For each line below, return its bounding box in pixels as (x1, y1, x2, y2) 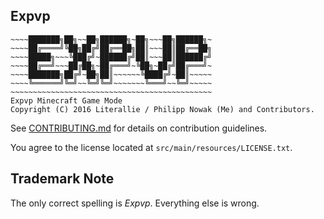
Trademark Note (10, 170, 115, 188)
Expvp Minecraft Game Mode (10, 95, 123, 106)
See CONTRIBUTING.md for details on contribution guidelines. (10, 122, 268, 134)
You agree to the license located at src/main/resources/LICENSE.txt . (10, 141, 293, 153)
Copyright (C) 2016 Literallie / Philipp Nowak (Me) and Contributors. (10, 104, 315, 114)
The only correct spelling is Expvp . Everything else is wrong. (10, 197, 260, 209)
